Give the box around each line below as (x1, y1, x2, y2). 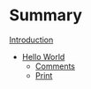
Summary (9, 5, 82, 26)
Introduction (9, 34, 54, 45)
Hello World (21, 51, 65, 62)
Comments (34, 61, 76, 71)
